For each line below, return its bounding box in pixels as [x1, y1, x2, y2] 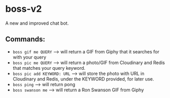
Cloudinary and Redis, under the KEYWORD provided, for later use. [12, 75, 155, 82]
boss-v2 [5, 3, 42, 15]
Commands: [5, 35, 46, 44]
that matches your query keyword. [12, 65, 86, 71]
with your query [12, 54, 47, 60]
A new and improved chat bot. [5, 20, 69, 26]
